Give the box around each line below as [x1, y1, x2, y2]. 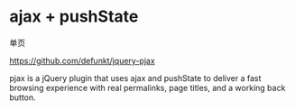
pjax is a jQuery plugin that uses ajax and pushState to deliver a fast [9, 72, 262, 83]
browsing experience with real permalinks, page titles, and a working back [9, 82, 286, 93]
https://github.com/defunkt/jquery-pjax [9, 55, 155, 66]
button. [9, 92, 36, 103]
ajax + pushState [9, 6, 139, 27]
